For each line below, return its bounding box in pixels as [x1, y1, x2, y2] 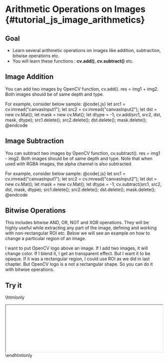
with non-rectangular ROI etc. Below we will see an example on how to [5, 230, 151, 236]
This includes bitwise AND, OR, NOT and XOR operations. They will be [5, 220, 149, 226]
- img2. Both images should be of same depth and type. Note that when [5, 155, 153, 161]
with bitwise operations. [5, 267, 55, 273]
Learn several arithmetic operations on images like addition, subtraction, [12, 48, 161, 53]
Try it [5, 281, 22, 289]
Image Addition [5, 73, 54, 81]
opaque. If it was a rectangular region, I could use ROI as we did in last [5, 256, 150, 262]
